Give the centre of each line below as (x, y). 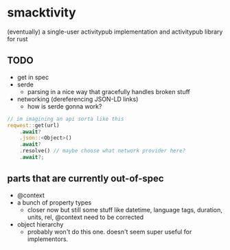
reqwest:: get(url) (33, 125)
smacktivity (42, 13)
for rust (18, 38)
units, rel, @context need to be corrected (85, 217)
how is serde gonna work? (65, 106)
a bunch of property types (54, 202)
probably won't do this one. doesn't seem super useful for (110, 231)
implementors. (48, 239)
